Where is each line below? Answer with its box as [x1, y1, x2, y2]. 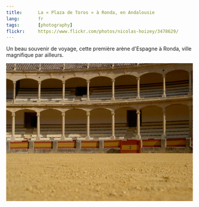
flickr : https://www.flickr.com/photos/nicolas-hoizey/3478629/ [6, 28, 179, 34]
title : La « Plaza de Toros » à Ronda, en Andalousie [6, 9, 155, 15]
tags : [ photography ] [6, 22, 73, 28]
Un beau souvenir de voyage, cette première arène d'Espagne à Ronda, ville [6, 45, 192, 53]
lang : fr [6, 15, 44, 22]
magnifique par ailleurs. [6, 51, 64, 59]
